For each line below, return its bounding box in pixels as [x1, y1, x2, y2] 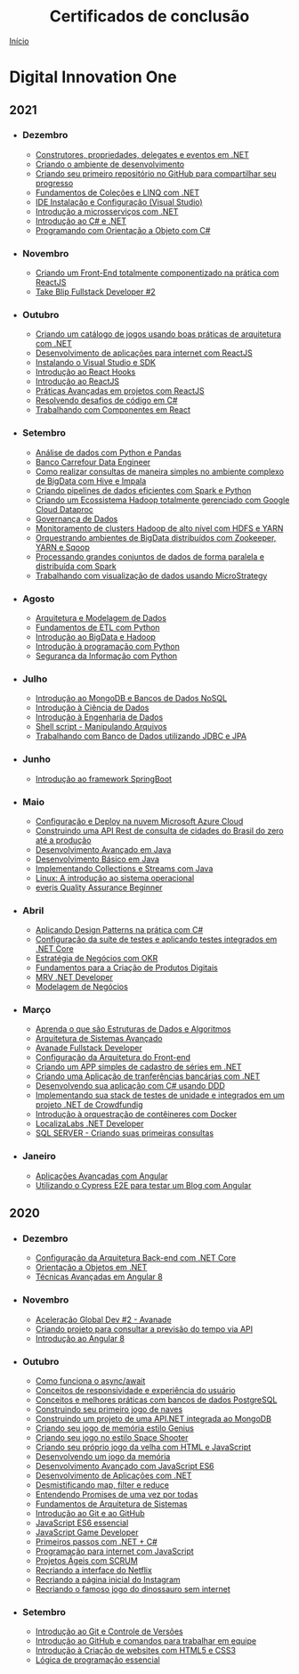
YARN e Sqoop [35, 542, 91, 552]
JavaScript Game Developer [35, 1527, 139, 1538]
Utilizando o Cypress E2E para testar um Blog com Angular [35, 1180, 252, 1190]
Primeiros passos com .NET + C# [35, 1537, 158, 1547]
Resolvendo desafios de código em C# [35, 395, 178, 406]
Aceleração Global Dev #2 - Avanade [35, 1314, 172, 1325]
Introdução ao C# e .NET [35, 216, 127, 226]
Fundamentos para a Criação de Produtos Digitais [35, 962, 218, 973]
